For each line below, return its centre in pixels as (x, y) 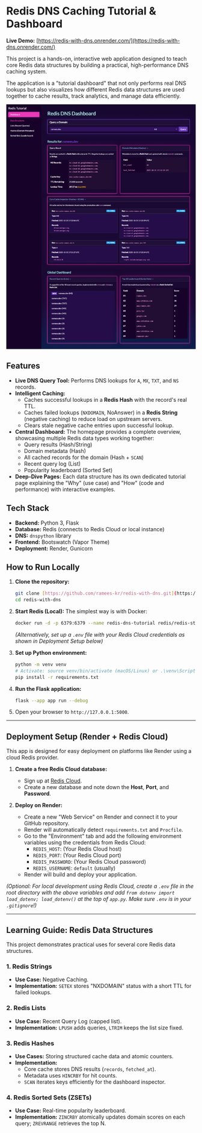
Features (23, 366)
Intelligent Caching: (40, 393)
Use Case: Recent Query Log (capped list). (68, 1021)
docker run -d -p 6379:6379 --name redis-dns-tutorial (85, 623)
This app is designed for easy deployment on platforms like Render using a (99, 751)
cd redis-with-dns (38, 600)
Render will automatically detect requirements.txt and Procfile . (103, 830)
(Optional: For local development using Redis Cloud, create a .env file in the (100, 886)
